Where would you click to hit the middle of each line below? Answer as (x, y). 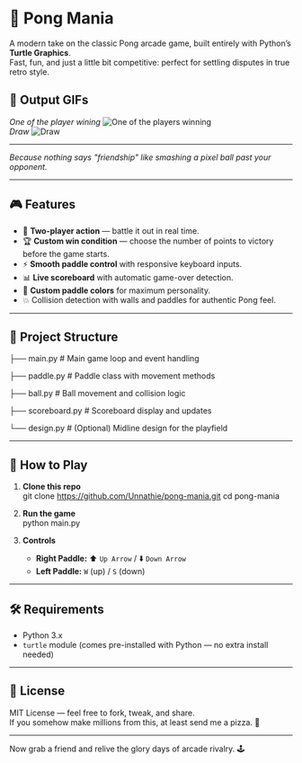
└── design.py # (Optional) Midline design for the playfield (119, 428)
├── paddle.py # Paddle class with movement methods (112, 376)
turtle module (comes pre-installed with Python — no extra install (145, 645)
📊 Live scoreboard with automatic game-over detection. (128, 277)
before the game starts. (66, 253)
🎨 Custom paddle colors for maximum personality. (116, 290)
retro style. (29, 72)
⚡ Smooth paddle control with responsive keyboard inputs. (132, 263)
